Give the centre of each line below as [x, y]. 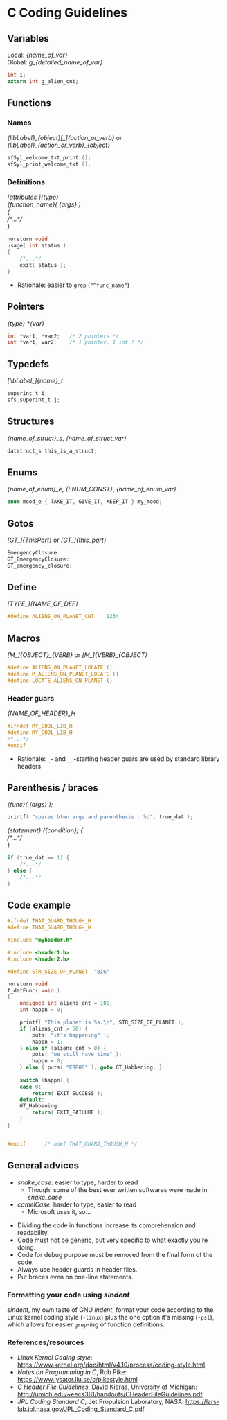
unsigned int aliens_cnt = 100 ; [66, 1003]
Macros [24, 638]
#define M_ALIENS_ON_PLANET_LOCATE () [63, 674]
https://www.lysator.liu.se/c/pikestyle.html [78, 1380]
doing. [26, 1247]
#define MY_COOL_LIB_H [40, 733]
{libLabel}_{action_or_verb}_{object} [59, 145]
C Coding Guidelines [67, 13]
